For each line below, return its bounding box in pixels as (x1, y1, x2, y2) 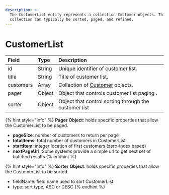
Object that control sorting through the (58, 98, 149, 105)
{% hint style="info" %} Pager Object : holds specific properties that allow (5, 117, 158, 123)
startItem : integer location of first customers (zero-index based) (12, 143, 146, 149)
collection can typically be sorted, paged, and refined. (10, 17, 134, 22)
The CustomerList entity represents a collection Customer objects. (10, 12, 156, 17)
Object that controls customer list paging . (58, 90, 157, 97)
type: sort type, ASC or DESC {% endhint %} (12, 184, 106, 190)
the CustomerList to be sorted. (5, 169, 69, 175)
